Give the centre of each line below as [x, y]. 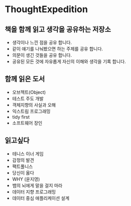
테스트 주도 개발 [28, 98]
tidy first [21, 117]
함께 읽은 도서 [25, 79]
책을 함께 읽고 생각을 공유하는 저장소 [58, 29]
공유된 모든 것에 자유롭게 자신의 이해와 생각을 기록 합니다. [69, 61]
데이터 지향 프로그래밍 [34, 192]
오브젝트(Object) [29, 92]
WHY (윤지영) [26, 179]
